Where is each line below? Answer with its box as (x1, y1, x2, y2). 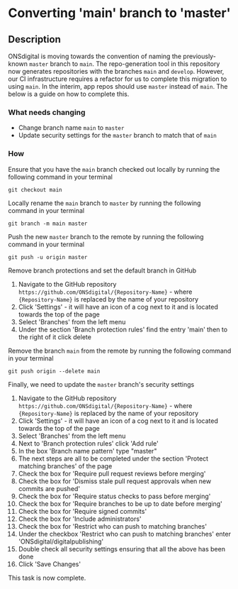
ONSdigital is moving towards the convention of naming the (8, 52, 182, 60)
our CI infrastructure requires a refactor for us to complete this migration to (8, 75, 227, 83)
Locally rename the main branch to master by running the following (8, 199, 201, 207)
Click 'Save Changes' (18, 559, 81, 568)
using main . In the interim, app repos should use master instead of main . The (8, 82, 228, 90)
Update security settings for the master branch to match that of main (18, 131, 217, 140)
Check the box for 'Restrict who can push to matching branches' (18, 522, 208, 530)
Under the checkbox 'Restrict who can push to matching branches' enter (18, 529, 231, 538)
